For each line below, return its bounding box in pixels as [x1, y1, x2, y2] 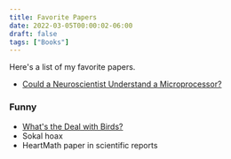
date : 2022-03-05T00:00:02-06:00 [9, 21, 133, 30]
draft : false [9, 29, 58, 38]
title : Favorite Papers [9, 12, 98, 22]
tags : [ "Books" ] [9, 37, 69, 47]
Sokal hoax [21, 130, 64, 141]
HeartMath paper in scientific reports [21, 140, 158, 150]
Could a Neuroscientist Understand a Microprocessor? [21, 79, 222, 89]
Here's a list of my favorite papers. [9, 62, 136, 72]
